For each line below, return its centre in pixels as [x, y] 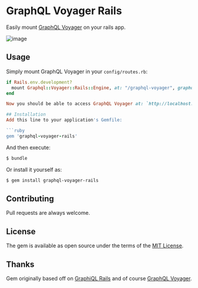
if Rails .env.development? [39, 82]
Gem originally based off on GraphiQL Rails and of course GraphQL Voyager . [99, 278]
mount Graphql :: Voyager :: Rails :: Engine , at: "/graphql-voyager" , [93, 88]
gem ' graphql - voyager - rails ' [42, 136]
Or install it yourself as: [34, 169]
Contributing [30, 199]
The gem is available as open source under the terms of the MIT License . [95, 246]
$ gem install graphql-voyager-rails [52, 180]
